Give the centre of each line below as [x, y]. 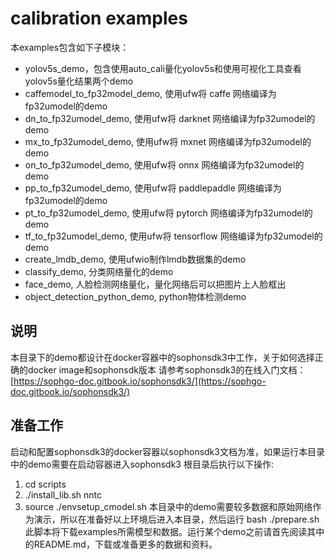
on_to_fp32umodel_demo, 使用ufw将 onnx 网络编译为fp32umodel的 [164, 164]
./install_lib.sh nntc [63, 494]
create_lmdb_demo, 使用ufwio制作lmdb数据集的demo [135, 259]
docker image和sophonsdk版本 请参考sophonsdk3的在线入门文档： [167, 369]
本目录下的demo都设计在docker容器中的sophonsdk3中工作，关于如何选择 [162, 357]
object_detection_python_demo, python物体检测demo [135, 296]
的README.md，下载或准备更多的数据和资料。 [121, 544]
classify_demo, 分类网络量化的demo [99, 271]
